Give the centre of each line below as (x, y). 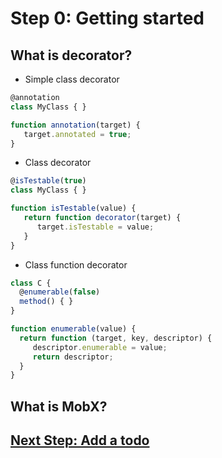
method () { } (46, 302)
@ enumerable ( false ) (60, 292)
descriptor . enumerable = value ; (100, 347)
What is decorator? (71, 55)
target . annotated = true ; (77, 134)
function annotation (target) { (75, 125)
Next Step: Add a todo (80, 440)
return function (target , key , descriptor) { (116, 338)
